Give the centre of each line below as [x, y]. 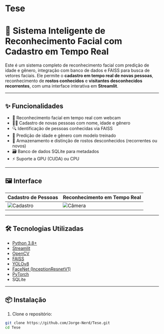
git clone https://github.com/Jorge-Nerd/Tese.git [58, 323]
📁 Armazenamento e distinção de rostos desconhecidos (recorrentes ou [85, 140]
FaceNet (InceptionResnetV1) [41, 269]
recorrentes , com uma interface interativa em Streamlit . [62, 86]
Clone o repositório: [32, 314]
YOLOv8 [20, 264]
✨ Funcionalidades [34, 106]
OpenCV [21, 253]
